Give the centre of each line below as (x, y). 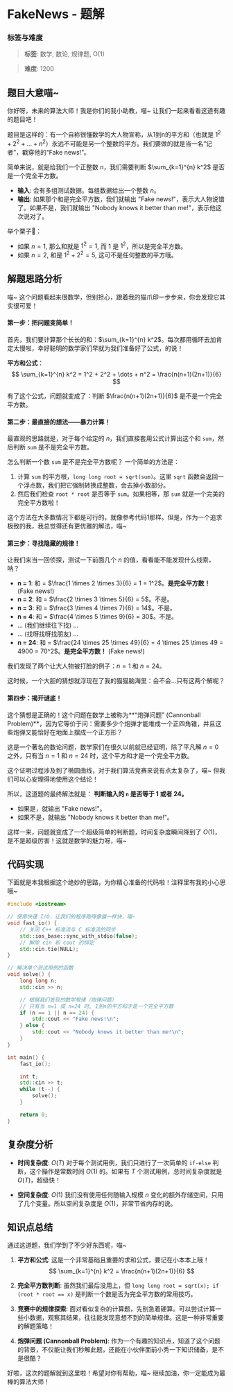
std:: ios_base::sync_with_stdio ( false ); (79, 936)
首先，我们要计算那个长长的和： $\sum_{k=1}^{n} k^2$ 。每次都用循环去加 (112, 339)
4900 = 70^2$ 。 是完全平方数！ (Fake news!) (81, 651)
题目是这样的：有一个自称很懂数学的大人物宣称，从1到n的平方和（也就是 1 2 (114, 134)
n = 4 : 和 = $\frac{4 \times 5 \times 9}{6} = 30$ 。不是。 (97, 617)
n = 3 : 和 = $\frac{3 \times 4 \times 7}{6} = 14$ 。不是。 (97, 608)
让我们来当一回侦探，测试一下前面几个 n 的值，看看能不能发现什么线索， (111, 560)
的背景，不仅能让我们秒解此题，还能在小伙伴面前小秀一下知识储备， (114, 1350)
